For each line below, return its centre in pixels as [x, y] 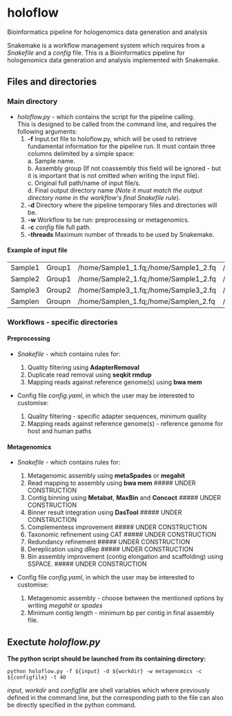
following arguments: [47, 131]
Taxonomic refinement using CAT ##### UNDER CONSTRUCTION [122, 535]
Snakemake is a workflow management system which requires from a [106, 45]
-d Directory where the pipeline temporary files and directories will [122, 205]
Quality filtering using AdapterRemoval [83, 367]
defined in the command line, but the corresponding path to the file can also [115, 697]
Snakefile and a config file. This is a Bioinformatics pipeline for [96, 53]
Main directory [32, 102]
